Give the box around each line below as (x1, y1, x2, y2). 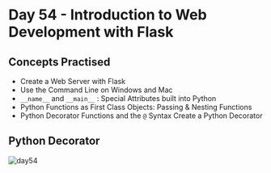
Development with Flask (8, 23, 174, 41)
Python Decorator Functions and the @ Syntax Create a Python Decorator (19, 111, 263, 120)
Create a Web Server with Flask (19, 77, 126, 86)
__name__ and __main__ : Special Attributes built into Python (19, 94, 217, 103)
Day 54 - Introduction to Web (8, 6, 208, 24)
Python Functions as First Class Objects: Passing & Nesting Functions (19, 103, 252, 112)
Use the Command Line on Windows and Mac (19, 85, 173, 95)
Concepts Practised (8, 55, 111, 69)
